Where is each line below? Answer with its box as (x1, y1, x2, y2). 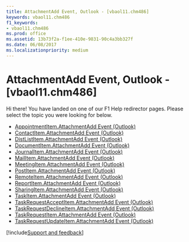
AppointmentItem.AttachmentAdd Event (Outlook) (14, 123, 136, 130)
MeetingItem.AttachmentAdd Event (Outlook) (14, 161, 125, 168)
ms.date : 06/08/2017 (6, 42, 57, 48)
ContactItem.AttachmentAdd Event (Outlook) (14, 129, 124, 136)
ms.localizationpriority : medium (6, 47, 89, 53)
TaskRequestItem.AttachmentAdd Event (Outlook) (14, 211, 136, 218)
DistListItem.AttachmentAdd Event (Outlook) (14, 135, 123, 142)
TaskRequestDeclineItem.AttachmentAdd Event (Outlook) (14, 205, 155, 212)
